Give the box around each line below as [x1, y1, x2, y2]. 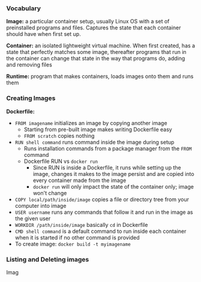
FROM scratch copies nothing [23, 132, 95, 139]
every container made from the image [32, 177, 127, 184]
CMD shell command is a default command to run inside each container [14, 228, 187, 235]
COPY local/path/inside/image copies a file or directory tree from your [14, 196, 190, 203]
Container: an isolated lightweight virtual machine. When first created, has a [6, 42, 196, 49]
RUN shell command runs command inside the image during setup [14, 138, 175, 145]
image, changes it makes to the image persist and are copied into [32, 170, 194, 177]
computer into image [14, 202, 67, 209]
